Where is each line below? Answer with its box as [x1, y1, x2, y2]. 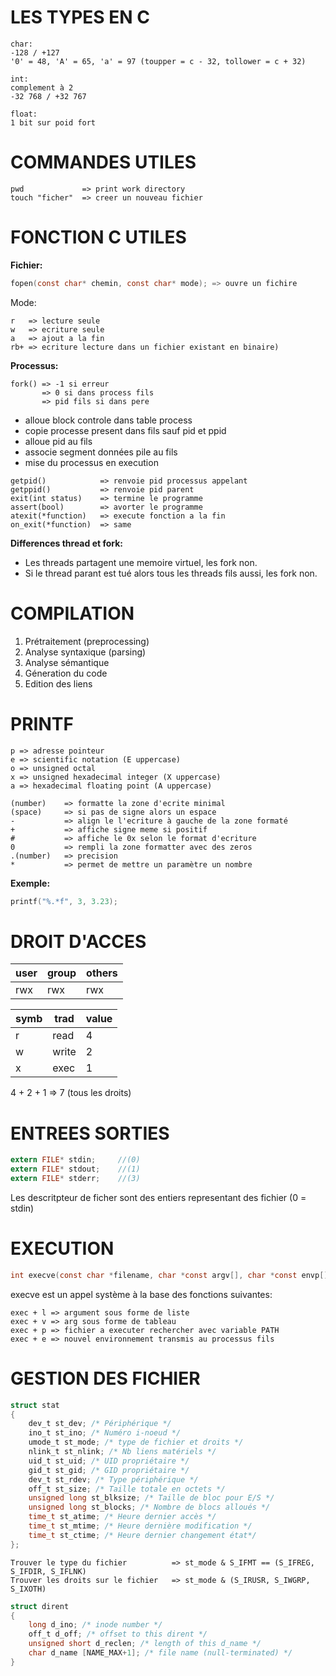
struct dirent [10, 1601, 70, 1611]
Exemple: [10, 877, 51, 889]
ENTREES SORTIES [10, 1122, 170, 1145]
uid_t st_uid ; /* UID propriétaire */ [28, 1456, 190, 1466]
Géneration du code [24, 667, 108, 679]
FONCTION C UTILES [10, 226, 187, 249]
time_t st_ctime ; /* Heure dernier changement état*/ [28, 1530, 257, 1540]
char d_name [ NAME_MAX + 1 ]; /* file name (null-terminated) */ [28, 1648, 293, 1658]
